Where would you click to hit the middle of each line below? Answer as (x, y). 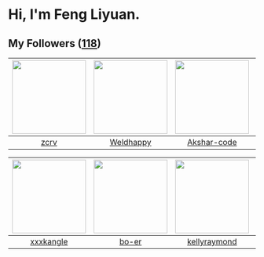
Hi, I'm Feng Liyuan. (74, 14)
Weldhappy (130, 142)
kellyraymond (212, 242)
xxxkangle (49, 242)
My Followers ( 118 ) (55, 43)
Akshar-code (212, 142)
